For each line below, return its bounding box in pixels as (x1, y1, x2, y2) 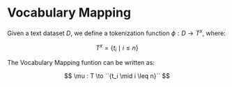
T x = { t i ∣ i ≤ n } (95, 42, 139, 53)
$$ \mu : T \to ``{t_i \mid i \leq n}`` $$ (63, 72, 171, 80)
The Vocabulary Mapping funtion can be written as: (7, 59, 155, 67)
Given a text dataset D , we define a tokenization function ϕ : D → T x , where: (7, 28, 226, 37)
